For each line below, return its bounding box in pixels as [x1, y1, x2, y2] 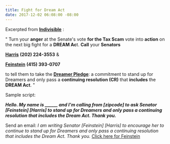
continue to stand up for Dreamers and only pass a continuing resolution [5, 128, 159, 134]
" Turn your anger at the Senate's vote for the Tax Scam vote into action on [5, 36, 165, 42]
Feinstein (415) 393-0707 [5, 61, 60, 67]
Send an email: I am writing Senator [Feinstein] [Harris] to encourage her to [5, 122, 164, 128]
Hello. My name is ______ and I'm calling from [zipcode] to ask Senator [5, 101, 157, 107]
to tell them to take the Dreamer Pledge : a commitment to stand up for [5, 71, 154, 77]
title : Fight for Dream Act [5, 7, 65, 13]
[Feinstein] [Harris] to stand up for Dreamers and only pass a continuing [5, 107, 162, 113]
